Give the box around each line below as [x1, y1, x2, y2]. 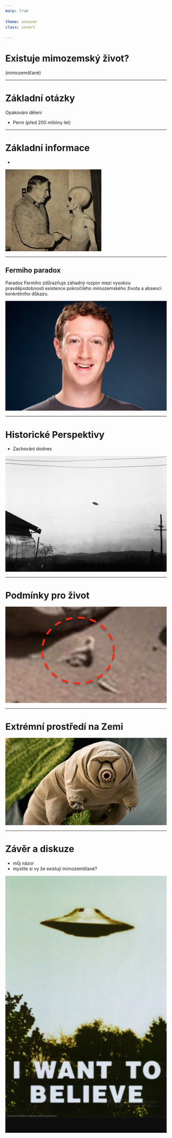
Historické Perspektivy [5, 429, 105, 440]
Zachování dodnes [12, 446, 52, 452]
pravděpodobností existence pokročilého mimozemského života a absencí [5, 285, 162, 291]
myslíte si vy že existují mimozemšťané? [12, 865, 97, 872]
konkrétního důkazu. [5, 291, 49, 297]
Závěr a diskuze [5, 843, 75, 855]
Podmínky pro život [5, 589, 90, 601]
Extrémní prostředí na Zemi [5, 721, 123, 732]
